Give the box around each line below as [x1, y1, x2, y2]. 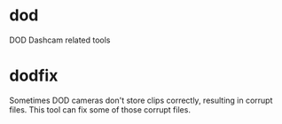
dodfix [9, 66, 59, 86]
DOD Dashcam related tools [9, 35, 111, 45]
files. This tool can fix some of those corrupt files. [9, 104, 191, 115]
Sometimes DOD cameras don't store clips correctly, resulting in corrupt [9, 95, 273, 105]
